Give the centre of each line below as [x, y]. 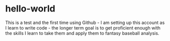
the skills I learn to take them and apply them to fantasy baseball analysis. [82, 33]
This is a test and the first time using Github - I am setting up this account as [85, 22]
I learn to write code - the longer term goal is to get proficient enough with [83, 27]
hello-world [30, 9]
